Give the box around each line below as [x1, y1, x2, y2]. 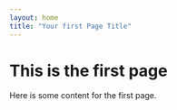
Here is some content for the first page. [9, 90, 157, 101]
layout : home [9, 13, 59, 23]
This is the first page [9, 60, 168, 81]
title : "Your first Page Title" [9, 22, 132, 31]
